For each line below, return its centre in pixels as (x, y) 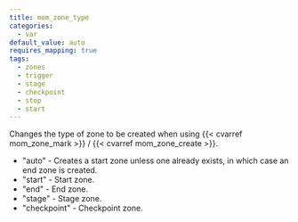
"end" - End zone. (55, 189)
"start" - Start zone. (58, 180)
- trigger (35, 76)
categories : (31, 26)
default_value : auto (48, 42)
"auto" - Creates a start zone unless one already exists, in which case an (155, 160)
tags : (19, 59)
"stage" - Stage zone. (62, 199)
